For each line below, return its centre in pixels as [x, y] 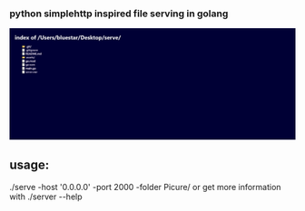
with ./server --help [46, 197]
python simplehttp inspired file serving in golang [119, 14]
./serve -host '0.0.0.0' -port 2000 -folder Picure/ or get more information [145, 187]
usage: [30, 165]
